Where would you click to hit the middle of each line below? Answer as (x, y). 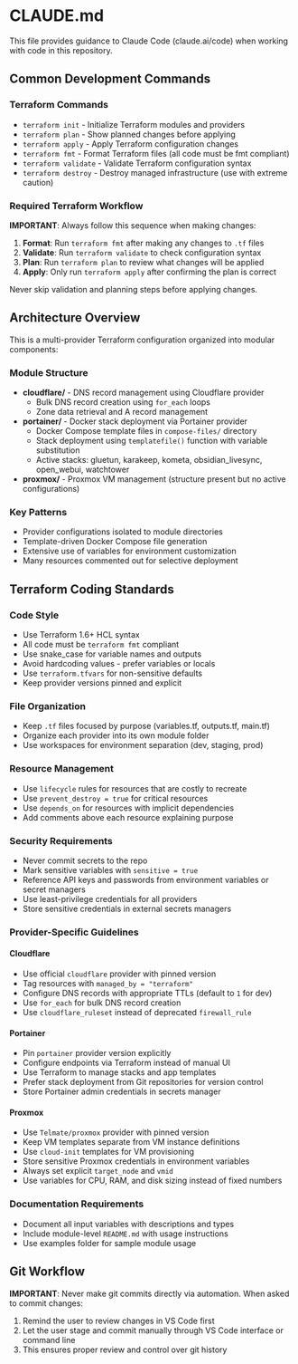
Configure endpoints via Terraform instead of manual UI (126, 1063)
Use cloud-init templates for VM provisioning (108, 1152)
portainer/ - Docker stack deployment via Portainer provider (135, 421)
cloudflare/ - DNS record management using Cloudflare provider (143, 393)
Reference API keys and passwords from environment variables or (145, 879)
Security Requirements (61, 840)
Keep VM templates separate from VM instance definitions (131, 1142)
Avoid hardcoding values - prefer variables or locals (119, 664)
